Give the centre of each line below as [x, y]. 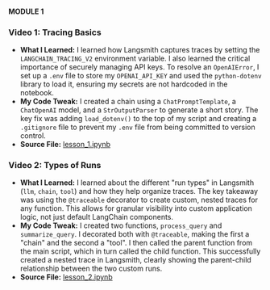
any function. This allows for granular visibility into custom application [136, 208]
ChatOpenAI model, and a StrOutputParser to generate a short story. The [139, 110]
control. [33, 135]
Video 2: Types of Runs [55, 165]
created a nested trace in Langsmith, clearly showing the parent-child [135, 260]
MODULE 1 [26, 11]
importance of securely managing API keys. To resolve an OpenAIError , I [139, 67]
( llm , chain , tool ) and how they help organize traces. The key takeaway [139, 191]
